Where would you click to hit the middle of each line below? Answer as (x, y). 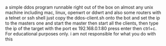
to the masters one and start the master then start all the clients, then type (82, 23)
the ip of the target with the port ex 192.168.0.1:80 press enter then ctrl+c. (81, 28)
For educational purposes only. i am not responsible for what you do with (81, 34)
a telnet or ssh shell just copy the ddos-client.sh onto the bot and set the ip (83, 18)
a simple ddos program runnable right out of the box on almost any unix (79, 7)
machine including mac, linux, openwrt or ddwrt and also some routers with (83, 12)
